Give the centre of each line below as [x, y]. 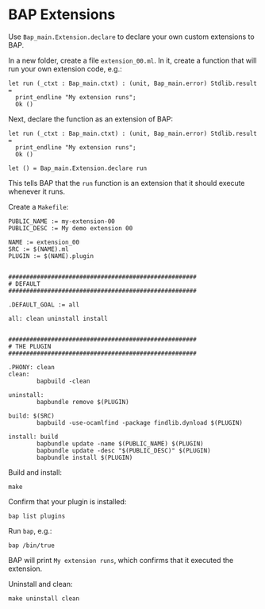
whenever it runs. [37, 191]
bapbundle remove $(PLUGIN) [83, 402]
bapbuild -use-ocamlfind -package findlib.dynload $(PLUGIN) [140, 422]
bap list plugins [37, 516]
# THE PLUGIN [30, 346]
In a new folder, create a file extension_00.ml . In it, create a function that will [132, 60]
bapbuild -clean [63, 381]
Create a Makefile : [38, 206]
